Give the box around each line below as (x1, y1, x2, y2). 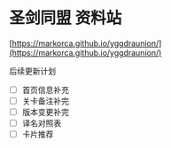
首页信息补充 (21, 84, 69, 95)
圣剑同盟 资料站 (9, 8, 122, 28)
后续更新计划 (9, 66, 56, 76)
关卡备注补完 (21, 96, 69, 106)
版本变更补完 (21, 107, 69, 118)
